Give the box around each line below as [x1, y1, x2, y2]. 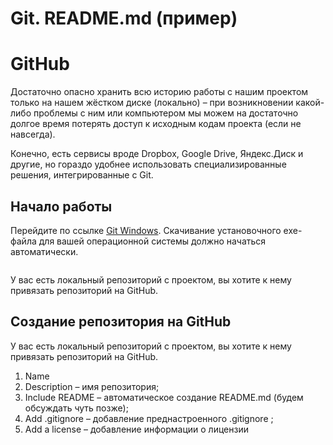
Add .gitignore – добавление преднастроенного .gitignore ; [24, 412, 274, 424]
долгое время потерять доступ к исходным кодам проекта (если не [10, 118, 302, 130]
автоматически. [10, 245, 79, 257]
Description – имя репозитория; [24, 380, 160, 392]
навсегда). [10, 128, 56, 141]
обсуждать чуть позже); [24, 402, 129, 414]
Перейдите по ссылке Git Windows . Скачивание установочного [10, 224, 282, 236]
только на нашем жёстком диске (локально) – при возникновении [10, 97, 294, 109]
